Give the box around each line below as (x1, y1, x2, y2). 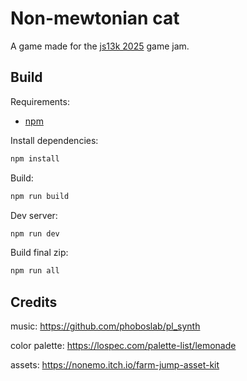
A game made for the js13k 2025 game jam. (10, 40, 190, 52)
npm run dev (10, 228, 60, 239)
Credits (10, 293, 58, 311)
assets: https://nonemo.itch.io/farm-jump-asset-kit (10, 359, 220, 371)
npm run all (10, 266, 60, 276)
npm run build (10, 191, 70, 201)
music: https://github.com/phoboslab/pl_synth (10, 320, 201, 332)
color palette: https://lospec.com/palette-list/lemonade (10, 340, 237, 352)
